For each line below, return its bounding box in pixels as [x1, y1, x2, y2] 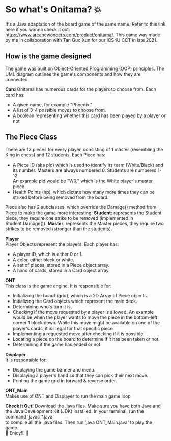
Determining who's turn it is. [12, 303, 72, 310]
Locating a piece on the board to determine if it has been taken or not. [12, 336, 160, 342]
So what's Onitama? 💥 [5, 4, 102, 15]
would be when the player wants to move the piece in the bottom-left [12, 314, 158, 320]
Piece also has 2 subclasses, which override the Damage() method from [5, 204, 157, 210]
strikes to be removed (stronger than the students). [5, 226, 112, 232]
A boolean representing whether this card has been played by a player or [12, 112, 166, 119]
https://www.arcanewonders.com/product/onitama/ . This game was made [5, 32, 160, 38]
